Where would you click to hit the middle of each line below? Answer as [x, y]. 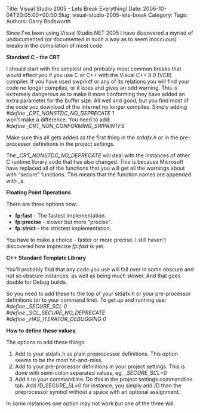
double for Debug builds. [37, 282]
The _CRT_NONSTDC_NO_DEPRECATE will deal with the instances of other [98, 155]
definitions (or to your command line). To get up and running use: [86, 300]
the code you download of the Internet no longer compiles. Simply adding [97, 107]
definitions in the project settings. [74, 144]
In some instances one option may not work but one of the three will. [90, 403]
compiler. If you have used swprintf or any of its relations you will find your [98, 81]
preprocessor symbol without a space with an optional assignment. [97, 392]
